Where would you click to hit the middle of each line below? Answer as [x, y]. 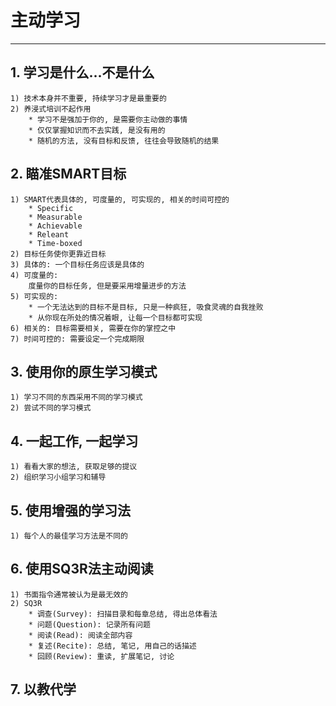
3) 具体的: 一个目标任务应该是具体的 [77, 264]
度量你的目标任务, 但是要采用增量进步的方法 [107, 286]
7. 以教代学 [43, 689]
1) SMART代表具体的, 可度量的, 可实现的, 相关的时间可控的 [120, 199]
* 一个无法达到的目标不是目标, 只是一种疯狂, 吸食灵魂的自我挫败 [146, 307]
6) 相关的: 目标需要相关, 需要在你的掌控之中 [93, 328]
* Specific [51, 208]
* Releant [49, 234]
